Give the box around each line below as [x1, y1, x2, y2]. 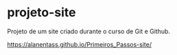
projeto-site [7, 5, 76, 20]
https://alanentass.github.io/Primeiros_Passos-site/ [7, 40, 152, 48]
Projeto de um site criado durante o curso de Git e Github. [7, 27, 170, 35]
